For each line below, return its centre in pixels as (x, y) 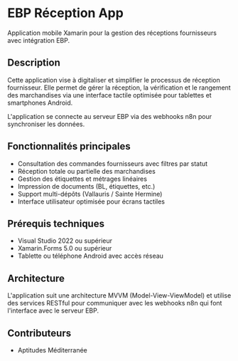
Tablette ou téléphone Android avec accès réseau (90, 256)
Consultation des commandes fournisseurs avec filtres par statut (113, 163)
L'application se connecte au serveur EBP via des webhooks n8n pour (109, 116)
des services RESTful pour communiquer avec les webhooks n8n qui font (115, 303)
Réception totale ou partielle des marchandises (87, 171)
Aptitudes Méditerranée (52, 350)
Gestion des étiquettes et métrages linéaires (82, 179)
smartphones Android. (40, 103)
